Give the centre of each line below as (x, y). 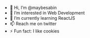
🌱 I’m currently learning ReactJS (42, 18)
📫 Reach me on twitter (33, 24)
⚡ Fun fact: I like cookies (34, 31)
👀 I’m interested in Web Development (47, 13)
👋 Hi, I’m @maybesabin (33, 8)
